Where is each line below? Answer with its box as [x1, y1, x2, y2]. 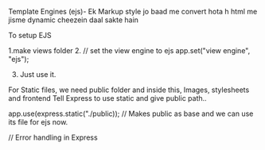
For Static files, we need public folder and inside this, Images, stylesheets [8, 85, 250, 94]
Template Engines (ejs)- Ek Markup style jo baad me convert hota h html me [8, 7, 258, 16]
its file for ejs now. [8, 117, 68, 126]
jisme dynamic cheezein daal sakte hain [8, 15, 139, 25]
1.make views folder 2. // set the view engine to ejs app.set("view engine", [8, 46, 251, 55]
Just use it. [19, 70, 57, 79]
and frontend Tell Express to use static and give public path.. [8, 94, 207, 102]
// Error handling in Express [8, 133, 98, 142]
